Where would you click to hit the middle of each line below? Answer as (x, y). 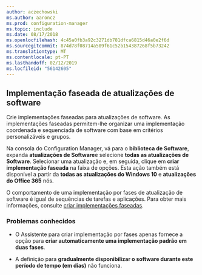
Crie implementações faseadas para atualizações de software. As (89, 117)
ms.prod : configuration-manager (47, 23)
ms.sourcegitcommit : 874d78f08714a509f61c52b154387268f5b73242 (88, 46)
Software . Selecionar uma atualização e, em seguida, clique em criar (93, 161)
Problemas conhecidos (41, 221)
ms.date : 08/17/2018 (32, 35)
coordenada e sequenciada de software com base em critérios (85, 130)
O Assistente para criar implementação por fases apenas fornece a (99, 234)
